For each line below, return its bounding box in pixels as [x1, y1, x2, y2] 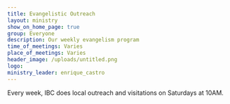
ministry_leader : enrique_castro [7, 69, 105, 76]
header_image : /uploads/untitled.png [7, 56, 118, 63]
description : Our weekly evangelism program [7, 37, 140, 44]
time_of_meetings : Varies [7, 43, 83, 50]
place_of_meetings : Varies [7, 50, 86, 57]
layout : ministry [7, 17, 58, 24]
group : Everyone [7, 30, 55, 37]
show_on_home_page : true [7, 23, 80, 30]
